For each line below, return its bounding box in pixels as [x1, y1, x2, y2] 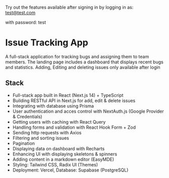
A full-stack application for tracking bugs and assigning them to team [5, 53, 149, 59]
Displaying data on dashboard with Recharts [12, 145, 105, 151]
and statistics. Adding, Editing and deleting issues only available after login [5, 64, 160, 70]
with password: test [5, 20, 46, 25]
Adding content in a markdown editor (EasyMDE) [12, 156, 115, 162]
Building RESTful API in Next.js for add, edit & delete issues [12, 98, 136, 104]
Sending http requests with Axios [12, 129, 82, 135]
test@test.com [5, 10, 36, 16]
